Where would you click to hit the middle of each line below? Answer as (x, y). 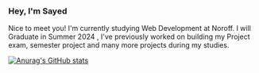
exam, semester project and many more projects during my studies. (119, 45)
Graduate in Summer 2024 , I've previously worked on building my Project (129, 36)
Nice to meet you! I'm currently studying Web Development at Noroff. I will (130, 29)
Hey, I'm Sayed (38, 11)
